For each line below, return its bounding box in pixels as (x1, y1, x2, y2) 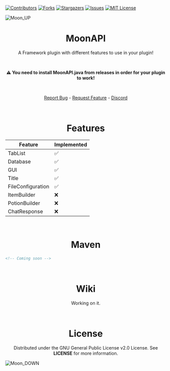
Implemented (54, 141, 87, 148)
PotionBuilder (8, 200, 40, 207)
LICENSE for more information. (53, 350, 118, 356)
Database (8, 158, 31, 165)
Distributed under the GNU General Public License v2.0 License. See (13, 344, 158, 351)
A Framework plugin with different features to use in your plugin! (18, 49, 154, 56)
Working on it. (71, 300, 101, 306)
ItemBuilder (8, 191, 36, 198)
